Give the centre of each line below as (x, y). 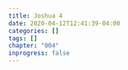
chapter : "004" (34, 46)
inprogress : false (39, 53)
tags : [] (23, 38)
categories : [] (34, 31)
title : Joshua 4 (35, 16)
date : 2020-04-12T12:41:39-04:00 (64, 23)
